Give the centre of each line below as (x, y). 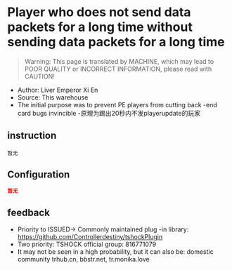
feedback (29, 212)
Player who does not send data (99, 12)
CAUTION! (39, 76)
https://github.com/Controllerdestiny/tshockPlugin (90, 237)
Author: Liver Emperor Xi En (58, 90)
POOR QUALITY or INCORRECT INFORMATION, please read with (118, 69)
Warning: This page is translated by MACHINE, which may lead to (119, 61)
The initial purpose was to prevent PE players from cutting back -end (117, 104)
